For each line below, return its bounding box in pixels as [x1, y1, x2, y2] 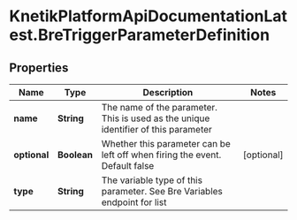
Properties [9, 60, 69, 75]
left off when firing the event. [101, 148, 222, 161]
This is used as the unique [101, 112, 210, 125]
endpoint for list [101, 196, 167, 209]
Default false [101, 160, 155, 171]
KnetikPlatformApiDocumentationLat [9, 6, 288, 27]
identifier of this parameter [101, 124, 212, 135]
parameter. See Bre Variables [101, 186, 224, 197]
